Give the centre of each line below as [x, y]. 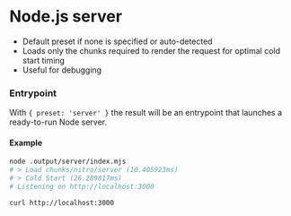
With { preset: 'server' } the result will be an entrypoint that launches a [146, 113]
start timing [44, 60]
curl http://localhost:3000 [62, 203]
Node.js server [66, 17]
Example [26, 143]
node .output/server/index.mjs [68, 162]
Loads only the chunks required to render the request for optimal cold [151, 50]
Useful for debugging [62, 70]
